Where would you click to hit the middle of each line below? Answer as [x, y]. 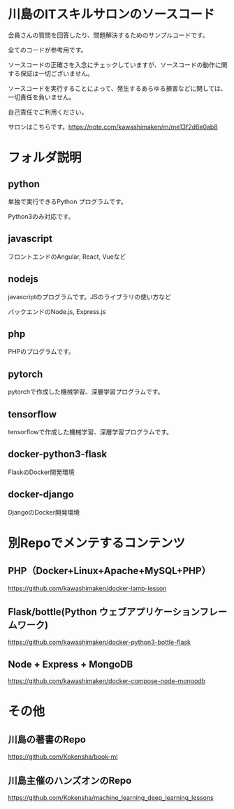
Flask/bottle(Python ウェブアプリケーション [104, 612]
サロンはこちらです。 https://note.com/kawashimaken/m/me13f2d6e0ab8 [113, 127]
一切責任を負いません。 [42, 97]
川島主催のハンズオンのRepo [70, 780]
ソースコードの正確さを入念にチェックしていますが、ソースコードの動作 [111, 64]
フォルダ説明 [45, 158]
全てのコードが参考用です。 [47, 50]
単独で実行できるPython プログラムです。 [68, 201]
